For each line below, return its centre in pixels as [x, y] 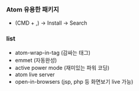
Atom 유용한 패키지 [33, 9]
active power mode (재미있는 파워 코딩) [62, 67]
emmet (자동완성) [36, 60]
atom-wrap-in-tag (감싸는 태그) [53, 52]
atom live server [35, 74]
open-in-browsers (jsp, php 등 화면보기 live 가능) [74, 81]
